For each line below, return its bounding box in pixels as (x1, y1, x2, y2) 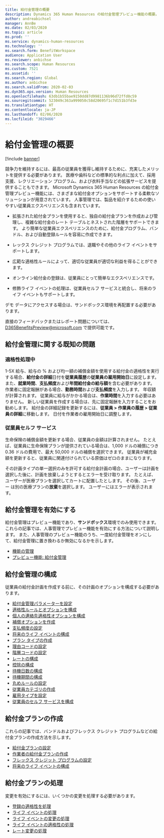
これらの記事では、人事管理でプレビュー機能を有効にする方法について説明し (5, 525, 160, 532)
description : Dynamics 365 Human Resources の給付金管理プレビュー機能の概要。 (5, 12, 159, 17)
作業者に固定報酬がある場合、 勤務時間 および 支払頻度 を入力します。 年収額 (5, 387, 156, 393)
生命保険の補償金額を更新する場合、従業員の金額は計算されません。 (5, 437, 142, 443)
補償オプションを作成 (12, 619, 55, 625)
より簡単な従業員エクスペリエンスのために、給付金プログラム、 (22, 225, 150, 231)
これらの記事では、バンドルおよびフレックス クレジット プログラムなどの (5, 728, 153, 734)
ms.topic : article (5, 30, 43, 35)
